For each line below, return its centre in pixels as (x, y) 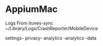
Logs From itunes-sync (29, 23)
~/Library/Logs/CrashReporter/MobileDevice (52, 28)
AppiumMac (32, 9)
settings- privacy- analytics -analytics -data (51, 38)
